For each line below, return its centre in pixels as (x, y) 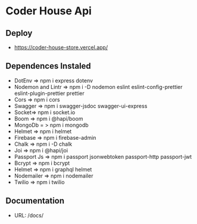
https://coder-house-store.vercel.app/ (61, 47)
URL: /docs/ (29, 215)
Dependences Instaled (49, 66)
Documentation (35, 201)
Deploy (19, 33)
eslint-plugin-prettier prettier (49, 93)
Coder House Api (49, 11)
